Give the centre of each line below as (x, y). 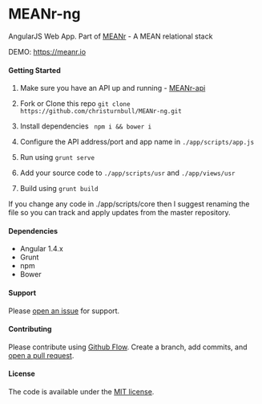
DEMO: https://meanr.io (47, 51)
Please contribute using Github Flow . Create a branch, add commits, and (128, 347)
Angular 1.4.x (42, 249)
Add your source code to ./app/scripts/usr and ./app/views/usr (127, 173)
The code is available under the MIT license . (81, 391)
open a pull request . (41, 355)
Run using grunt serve (57, 157)
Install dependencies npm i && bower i (86, 126)
